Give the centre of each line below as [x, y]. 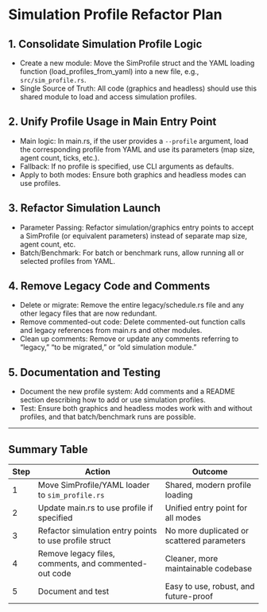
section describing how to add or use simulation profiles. [113, 400]
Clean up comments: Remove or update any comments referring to [129, 339]
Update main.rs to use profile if [95, 508]
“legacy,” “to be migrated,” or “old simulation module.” [108, 347]
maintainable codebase [209, 568]
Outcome [210, 472]
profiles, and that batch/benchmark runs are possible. [108, 417]
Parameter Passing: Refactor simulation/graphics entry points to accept [137, 227]
